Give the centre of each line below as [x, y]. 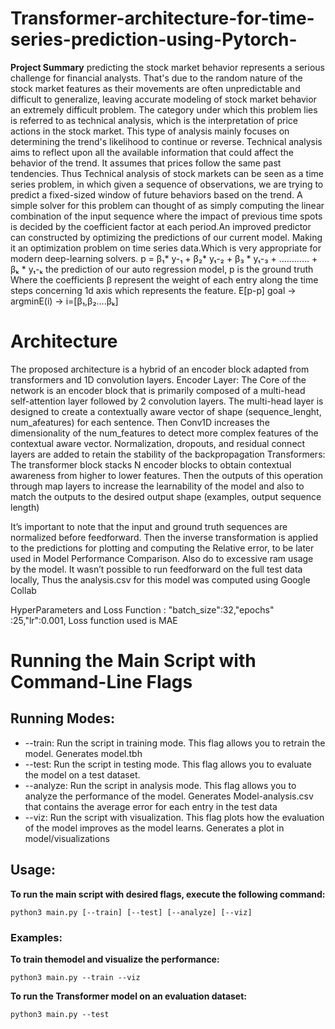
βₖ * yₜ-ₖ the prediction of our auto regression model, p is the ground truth [162, 269]
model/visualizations [67, 838]
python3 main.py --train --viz [75, 977]
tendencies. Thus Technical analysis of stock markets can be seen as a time [167, 173]
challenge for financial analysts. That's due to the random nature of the [156, 78]
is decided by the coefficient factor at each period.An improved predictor [161, 226]
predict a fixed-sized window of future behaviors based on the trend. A [156, 194]
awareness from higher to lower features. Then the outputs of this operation [166, 475]
